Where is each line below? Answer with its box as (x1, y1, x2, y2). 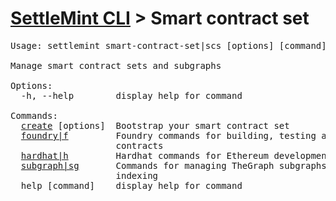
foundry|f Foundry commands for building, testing (20, 130, 317, 141)
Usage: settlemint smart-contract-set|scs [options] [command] (10, 40, 327, 51)
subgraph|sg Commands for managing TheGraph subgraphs (20, 160, 327, 171)
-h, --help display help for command (20, 90, 243, 101)
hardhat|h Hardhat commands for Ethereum (20, 150, 270, 161)
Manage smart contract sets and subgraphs (10, 60, 222, 71)
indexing (115, 170, 159, 181)
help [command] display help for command (20, 180, 243, 191)
